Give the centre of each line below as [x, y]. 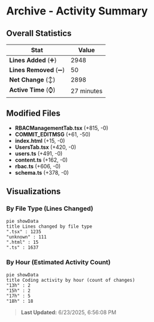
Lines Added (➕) [33, 60]
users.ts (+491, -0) [39, 153]
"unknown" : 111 [26, 237]
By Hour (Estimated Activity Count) [58, 263]
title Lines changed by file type [49, 226]
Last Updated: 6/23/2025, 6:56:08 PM [69, 312]
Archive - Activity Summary [77, 11]
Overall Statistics [39, 33]
